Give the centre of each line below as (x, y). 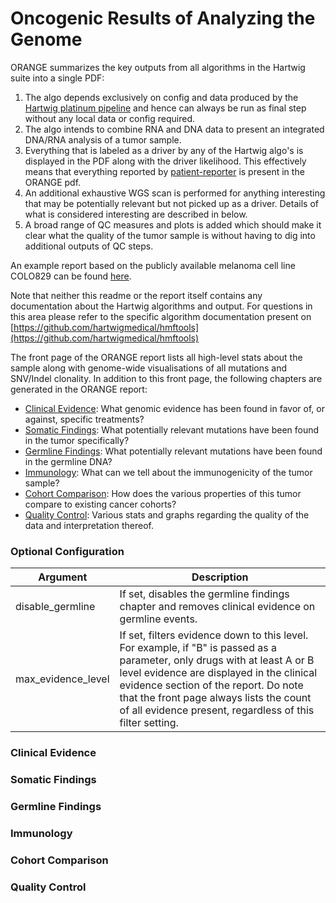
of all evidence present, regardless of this (217, 710)
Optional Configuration (67, 551)
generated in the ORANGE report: (79, 389)
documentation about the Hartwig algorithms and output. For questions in (161, 306)
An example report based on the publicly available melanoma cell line (153, 265)
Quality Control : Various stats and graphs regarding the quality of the (167, 514)
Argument (63, 577)
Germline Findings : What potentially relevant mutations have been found (173, 451)
